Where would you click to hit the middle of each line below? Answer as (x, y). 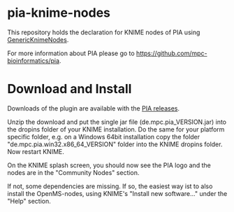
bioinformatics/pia (34, 60)
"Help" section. (29, 201)
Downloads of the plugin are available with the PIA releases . (94, 108)
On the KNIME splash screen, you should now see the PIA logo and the (109, 165)
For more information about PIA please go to (71, 53)
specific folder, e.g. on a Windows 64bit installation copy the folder (104, 136)
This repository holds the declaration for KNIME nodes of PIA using (104, 32)
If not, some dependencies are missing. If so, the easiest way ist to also (110, 186)
